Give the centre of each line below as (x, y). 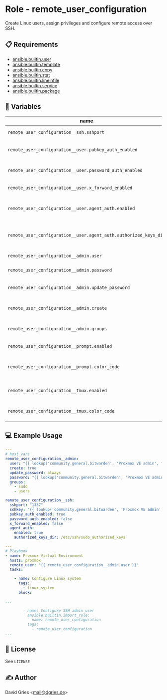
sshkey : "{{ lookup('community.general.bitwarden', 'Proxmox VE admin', (86, 509)
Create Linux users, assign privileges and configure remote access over (79, 23)
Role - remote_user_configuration (76, 9)
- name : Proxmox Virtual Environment (44, 556)
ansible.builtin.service (35, 85)
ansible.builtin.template (36, 64)
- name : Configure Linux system (47, 579)
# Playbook (16, 551)
